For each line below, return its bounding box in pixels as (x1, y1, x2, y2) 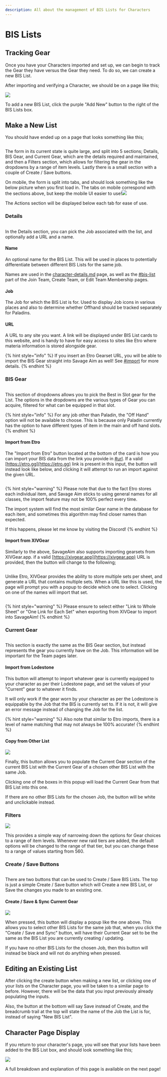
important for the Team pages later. (5, 653, 78, 659)
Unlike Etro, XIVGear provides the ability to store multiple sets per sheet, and (5, 573, 163, 580)
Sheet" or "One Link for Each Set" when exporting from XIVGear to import (5, 609, 157, 615)
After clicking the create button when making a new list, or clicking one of (5, 978, 157, 984)
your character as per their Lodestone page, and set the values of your (5, 681, 151, 687)
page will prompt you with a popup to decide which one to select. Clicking (5, 584, 158, 590)
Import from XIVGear (5, 538, 50, 544)
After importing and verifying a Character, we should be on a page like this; (5, 82, 160, 88)
